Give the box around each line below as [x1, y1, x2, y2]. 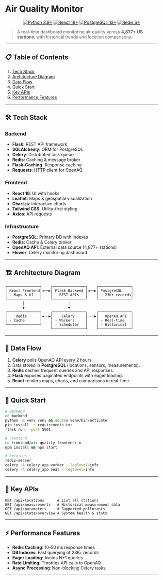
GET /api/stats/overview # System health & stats [5, 511, 108, 516]
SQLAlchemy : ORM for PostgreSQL [12, 146, 83, 152]
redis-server [5, 458, 32, 463]
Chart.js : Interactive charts [12, 200, 66, 207]
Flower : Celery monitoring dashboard [12, 250, 87, 256]
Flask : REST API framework [12, 142, 67, 147]
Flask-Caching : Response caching [12, 162, 82, 168]
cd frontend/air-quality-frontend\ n [5, 440, 81, 445]
